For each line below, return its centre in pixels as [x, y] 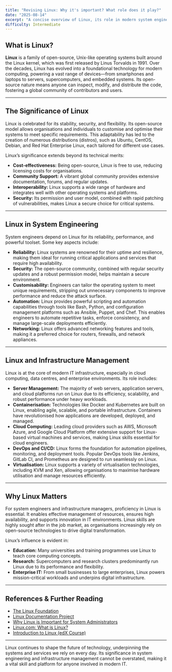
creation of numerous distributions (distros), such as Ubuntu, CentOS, [79, 140]
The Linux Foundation [36, 611]
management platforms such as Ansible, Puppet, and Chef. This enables [89, 312]
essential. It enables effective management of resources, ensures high [79, 514]
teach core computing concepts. [47, 556]
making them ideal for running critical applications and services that [84, 258]
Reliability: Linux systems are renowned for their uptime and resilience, [88, 252]
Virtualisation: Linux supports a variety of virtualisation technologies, [86, 465]
